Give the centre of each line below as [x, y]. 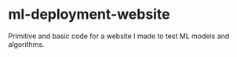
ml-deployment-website [89, 14]
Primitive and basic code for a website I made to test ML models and [119, 36]
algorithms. [26, 44]
